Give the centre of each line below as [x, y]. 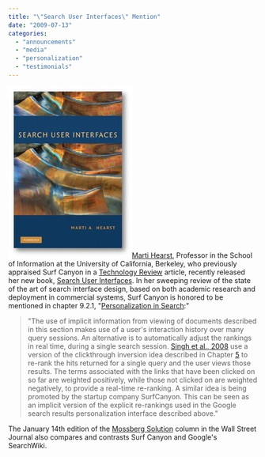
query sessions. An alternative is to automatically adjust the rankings [139, 338]
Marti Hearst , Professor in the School [192, 255]
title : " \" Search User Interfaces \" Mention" [84, 17]
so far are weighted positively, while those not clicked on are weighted [142, 380]
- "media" [31, 50]
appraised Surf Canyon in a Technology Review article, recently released [127, 272]
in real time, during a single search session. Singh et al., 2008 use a [138, 346]
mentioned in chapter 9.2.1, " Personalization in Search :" [99, 305]
